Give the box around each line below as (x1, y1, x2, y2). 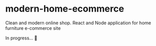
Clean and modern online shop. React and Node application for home (5, 20, 151, 26)
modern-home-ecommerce (5, 3, 124, 15)
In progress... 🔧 (5, 35, 37, 41)
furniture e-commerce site (5, 25, 61, 31)
